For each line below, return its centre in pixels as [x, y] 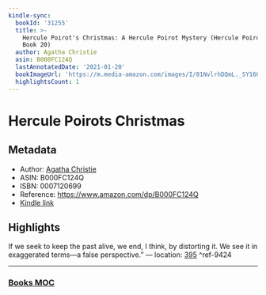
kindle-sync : [30, 15]
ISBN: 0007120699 [50, 186]
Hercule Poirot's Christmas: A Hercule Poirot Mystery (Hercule [131, 38]
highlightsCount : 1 [47, 81]
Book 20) [37, 45]
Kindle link [36, 202]
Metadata [32, 150]
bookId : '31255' [42, 23]
